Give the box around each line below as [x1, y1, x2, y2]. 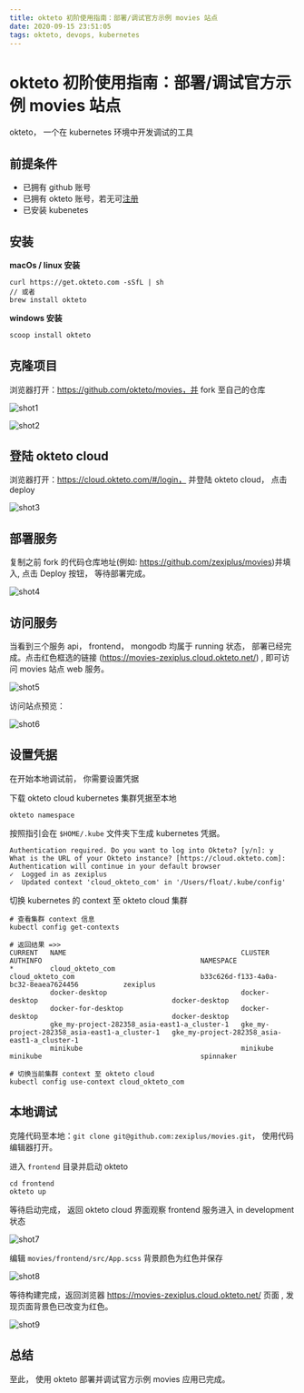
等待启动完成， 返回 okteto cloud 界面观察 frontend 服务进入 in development [9, 1204, 295, 1215]
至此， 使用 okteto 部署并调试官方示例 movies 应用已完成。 [9, 1373, 230, 1384]
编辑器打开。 [9, 1141, 57, 1152]
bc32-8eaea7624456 [9, 980, 79, 989]
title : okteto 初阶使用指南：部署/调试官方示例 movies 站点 [9, 13, 218, 23]
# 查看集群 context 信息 [9, 914, 95, 924]
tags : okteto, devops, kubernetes [9, 30, 141, 39]
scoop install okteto [9, 330, 92, 339]
